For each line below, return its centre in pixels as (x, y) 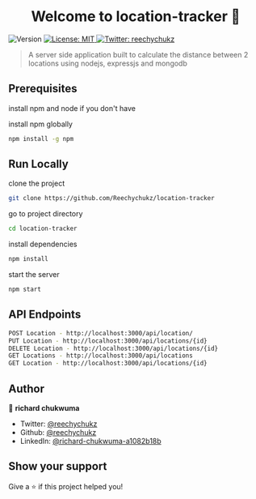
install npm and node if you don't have (72, 108)
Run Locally (38, 164)
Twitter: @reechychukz (59, 424)
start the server (34, 275)
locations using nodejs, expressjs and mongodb (108, 63)
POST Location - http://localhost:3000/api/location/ (101, 333)
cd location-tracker (43, 229)
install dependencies (43, 244)
